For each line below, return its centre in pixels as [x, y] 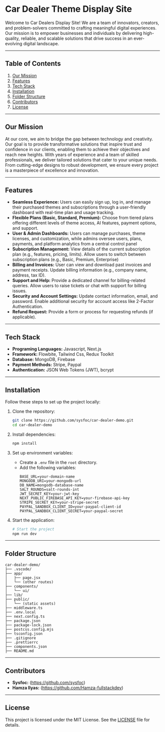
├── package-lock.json [28, 625]
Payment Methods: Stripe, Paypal [47, 365]
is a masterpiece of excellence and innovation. [52, 170]
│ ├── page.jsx [23, 578]
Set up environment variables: [42, 453]
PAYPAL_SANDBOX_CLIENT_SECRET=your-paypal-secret [71, 511]
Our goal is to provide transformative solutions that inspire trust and [74, 144]
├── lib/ [14, 595]
